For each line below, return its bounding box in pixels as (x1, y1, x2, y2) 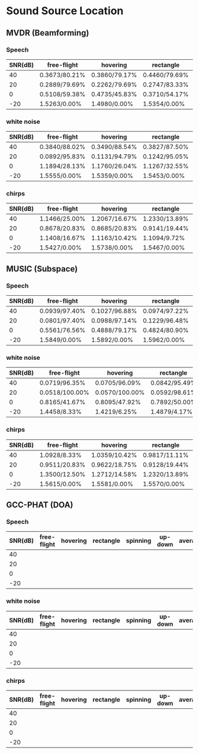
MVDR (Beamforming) (6, 28, 89, 38)
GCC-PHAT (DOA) (6, 500, 73, 510)
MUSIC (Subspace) (6, 264, 78, 274)
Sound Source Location (6, 4, 124, 18)
